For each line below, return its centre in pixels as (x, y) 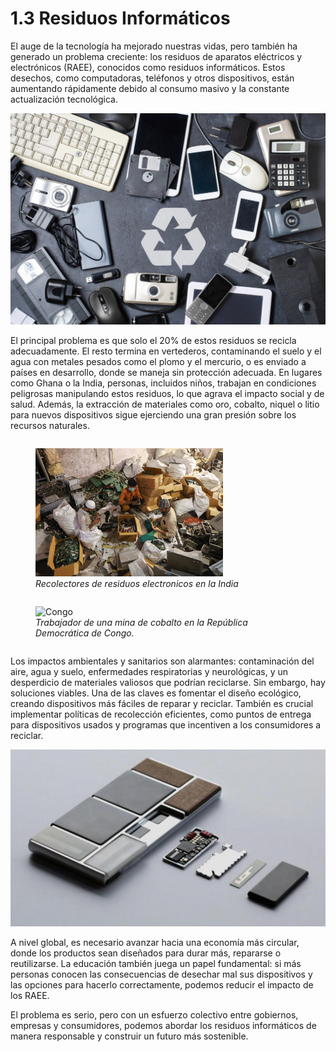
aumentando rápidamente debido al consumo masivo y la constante (150, 88)
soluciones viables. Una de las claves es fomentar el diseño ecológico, (156, 693)
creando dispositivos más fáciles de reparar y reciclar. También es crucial (162, 703)
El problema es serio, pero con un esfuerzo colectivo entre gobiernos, (154, 1015)
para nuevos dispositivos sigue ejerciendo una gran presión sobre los (153, 415)
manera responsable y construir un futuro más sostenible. (129, 1036)
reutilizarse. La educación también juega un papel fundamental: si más (156, 964)
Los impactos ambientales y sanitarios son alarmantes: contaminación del (162, 661)
